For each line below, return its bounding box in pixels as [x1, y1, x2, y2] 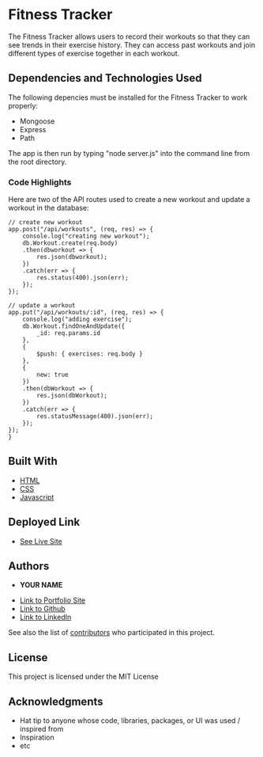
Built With [8, 455, 58, 468]
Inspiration [19, 732, 54, 742]
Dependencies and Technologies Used [8, 71, 203, 85]
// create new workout [8, 219, 83, 226]
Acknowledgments [8, 694, 104, 708]
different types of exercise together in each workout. [8, 48, 180, 58]
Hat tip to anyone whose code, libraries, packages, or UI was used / [19, 716, 241, 725]
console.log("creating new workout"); [22, 232, 150, 241]
